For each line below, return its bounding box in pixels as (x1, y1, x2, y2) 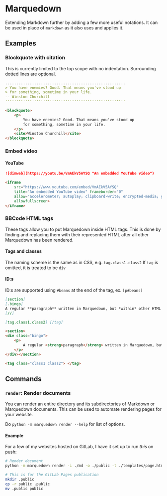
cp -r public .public (5, 482, 50, 487)
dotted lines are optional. (5, 71, 56, 77)
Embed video (5, 148, 38, 155)
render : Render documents (5, 389, 71, 396)
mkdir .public (5, 477, 35, 482)
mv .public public (5, 486, 43, 491)
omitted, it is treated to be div (5, 265, 66, 271)
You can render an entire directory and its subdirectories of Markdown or (5, 401, 155, 407)
